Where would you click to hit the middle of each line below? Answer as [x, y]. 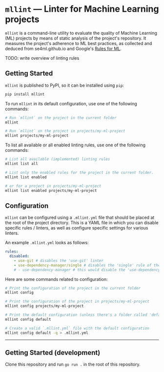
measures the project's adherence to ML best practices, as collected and [79, 43]
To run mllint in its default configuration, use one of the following [71, 103]
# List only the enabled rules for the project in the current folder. [79, 172]
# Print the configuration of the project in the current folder [73, 288]
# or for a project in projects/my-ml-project [53, 186]
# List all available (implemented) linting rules [58, 159]
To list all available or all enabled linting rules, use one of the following [75, 145]
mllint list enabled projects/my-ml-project [51, 190]
